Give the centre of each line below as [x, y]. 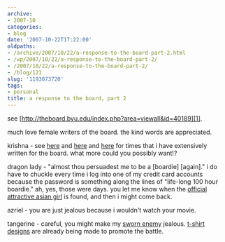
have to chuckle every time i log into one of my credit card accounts [105, 174]
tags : [15, 86]
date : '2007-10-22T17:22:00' [50, 40]
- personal [23, 92]
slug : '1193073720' [36, 79]
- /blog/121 [24, 72]
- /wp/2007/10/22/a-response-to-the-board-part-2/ [82, 60]
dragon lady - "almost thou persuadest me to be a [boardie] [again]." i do [112, 167]
